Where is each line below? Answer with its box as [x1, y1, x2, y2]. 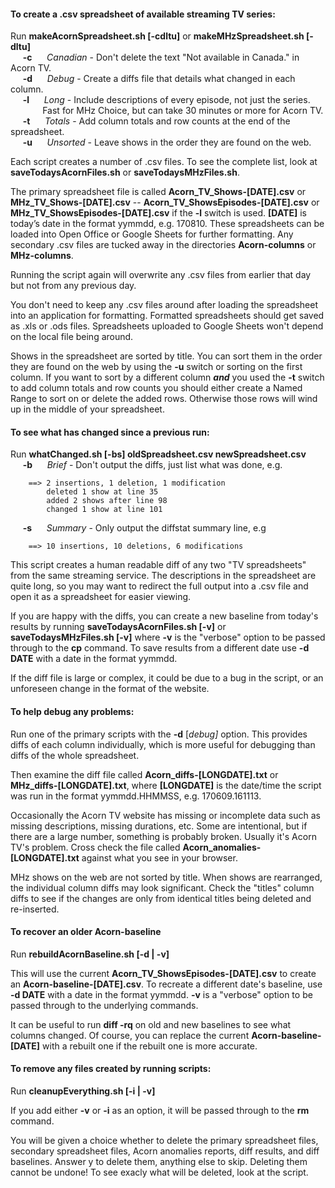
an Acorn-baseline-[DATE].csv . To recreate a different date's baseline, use [10, 978, 323, 990]
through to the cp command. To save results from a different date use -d [10, 642, 310, 654]
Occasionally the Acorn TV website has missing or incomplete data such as [10, 809, 321, 821]
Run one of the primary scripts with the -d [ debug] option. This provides [10, 728, 308, 740]
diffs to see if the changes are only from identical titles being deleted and [10, 892, 312, 904]
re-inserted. [10, 903, 60, 915]
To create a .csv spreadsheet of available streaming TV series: [10, 8, 276, 20]
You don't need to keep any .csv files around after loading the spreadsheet [10, 299, 319, 311]
